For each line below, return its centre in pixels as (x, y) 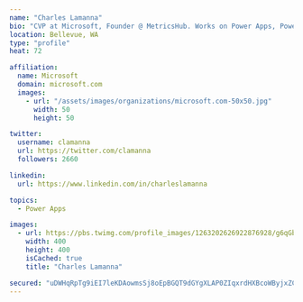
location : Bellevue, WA (54, 34)
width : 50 (51, 109)
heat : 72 (26, 51)
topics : (24, 200)
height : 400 (48, 250)
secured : (26, 283)
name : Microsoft (48, 76)
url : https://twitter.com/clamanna (84, 151)
